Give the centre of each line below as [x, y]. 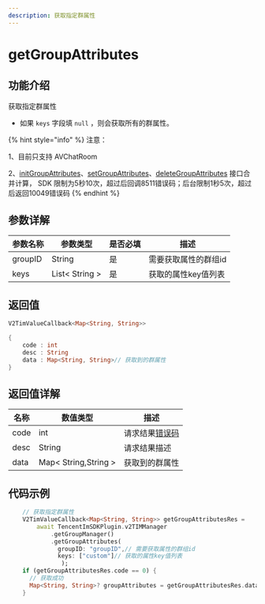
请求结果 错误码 [151, 433]
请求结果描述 [147, 448]
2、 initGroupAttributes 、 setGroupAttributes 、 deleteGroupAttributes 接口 [126, 173]
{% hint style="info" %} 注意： [58, 140]
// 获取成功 [46, 578]
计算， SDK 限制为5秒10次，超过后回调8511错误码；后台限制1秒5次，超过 [133, 183]
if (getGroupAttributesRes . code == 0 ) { [90, 571]
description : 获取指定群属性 [52, 15]
